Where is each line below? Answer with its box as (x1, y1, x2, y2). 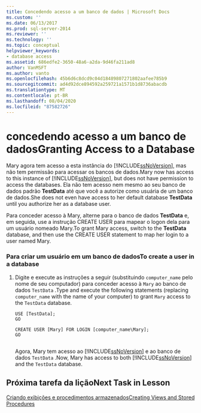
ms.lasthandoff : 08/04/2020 (6, 98, 77, 104)
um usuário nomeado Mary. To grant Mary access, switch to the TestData (6, 225, 187, 232)
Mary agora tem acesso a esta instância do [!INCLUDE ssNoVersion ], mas (6, 162, 187, 169)
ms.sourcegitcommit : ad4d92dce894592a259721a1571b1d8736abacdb (6, 82, 167, 88)
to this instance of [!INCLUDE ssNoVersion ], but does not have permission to (6, 175, 194, 182)
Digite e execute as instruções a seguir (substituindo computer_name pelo (14, 274, 193, 281)
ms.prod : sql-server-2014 (6, 25, 71, 32)
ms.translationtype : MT (6, 87, 66, 93)
